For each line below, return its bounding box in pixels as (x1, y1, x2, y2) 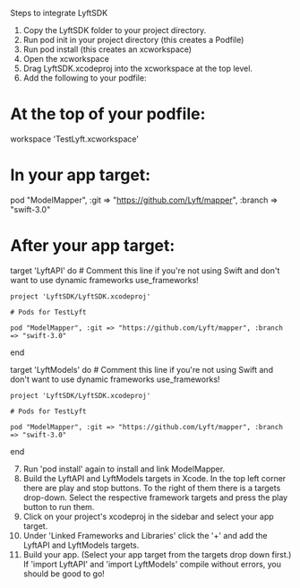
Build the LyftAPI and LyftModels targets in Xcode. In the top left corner (22, 472, 287, 483)
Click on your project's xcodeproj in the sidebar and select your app (22, 511, 274, 522)
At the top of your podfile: (10, 104, 206, 125)
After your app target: (10, 236, 176, 256)
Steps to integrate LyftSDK (10, 8, 108, 18)
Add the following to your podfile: (22, 73, 147, 83)
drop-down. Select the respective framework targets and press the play (22, 492, 288, 503)
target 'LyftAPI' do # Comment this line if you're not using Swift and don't (10, 264, 280, 276)
